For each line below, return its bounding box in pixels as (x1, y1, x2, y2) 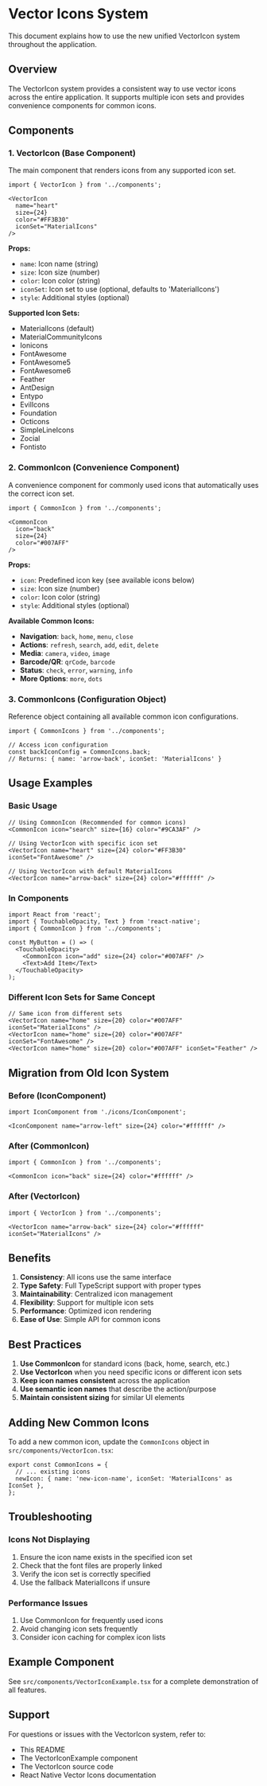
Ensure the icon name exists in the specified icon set (19, 1552, 193, 1562)
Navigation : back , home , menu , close (19, 631, 133, 641)
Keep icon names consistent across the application (19, 1376, 191, 1386)
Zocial (19, 434, 41, 443)
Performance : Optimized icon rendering (19, 1306, 152, 1316)
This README (19, 1745, 66, 1754)
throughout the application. (8, 39, 98, 49)
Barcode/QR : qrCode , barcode (19, 657, 116, 666)
